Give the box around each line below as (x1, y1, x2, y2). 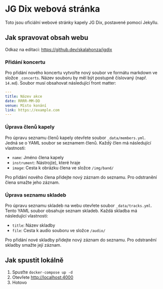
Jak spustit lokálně (5, 256, 64, 265)
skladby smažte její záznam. (5, 242, 62, 248)
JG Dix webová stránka (5, 3, 100, 15)
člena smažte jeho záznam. (5, 179, 60, 185)
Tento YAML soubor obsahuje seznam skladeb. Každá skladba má (5, 208, 137, 214)
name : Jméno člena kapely (12, 154, 64, 160)
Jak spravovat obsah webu (5, 34, 89, 42)
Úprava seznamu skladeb (5, 191, 67, 198)
